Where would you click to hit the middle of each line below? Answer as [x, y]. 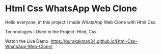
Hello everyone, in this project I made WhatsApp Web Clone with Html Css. [81, 22]
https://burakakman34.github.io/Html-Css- [94, 41]
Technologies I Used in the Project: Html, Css [51, 31]
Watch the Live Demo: [27, 41]
